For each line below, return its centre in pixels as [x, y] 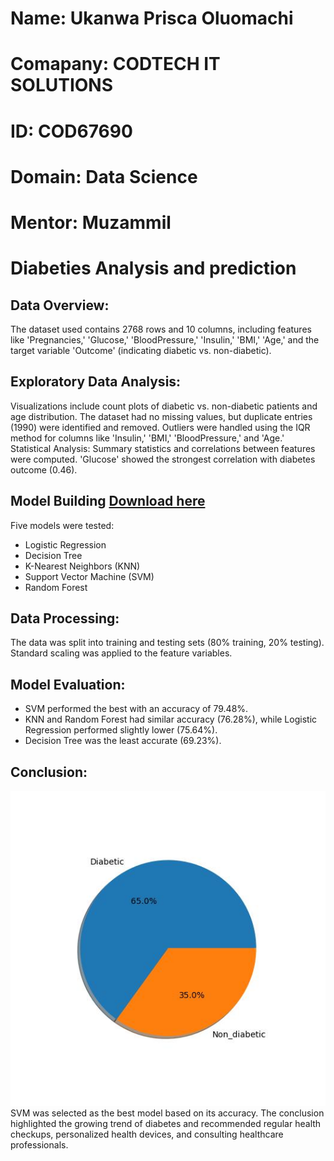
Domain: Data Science [104, 176]
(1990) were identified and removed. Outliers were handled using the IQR [160, 427]
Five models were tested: [62, 525]
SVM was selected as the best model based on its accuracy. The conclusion [167, 1113]
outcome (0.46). [44, 469]
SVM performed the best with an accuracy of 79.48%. [136, 709]
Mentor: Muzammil [91, 222]
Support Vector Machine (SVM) [89, 576]
